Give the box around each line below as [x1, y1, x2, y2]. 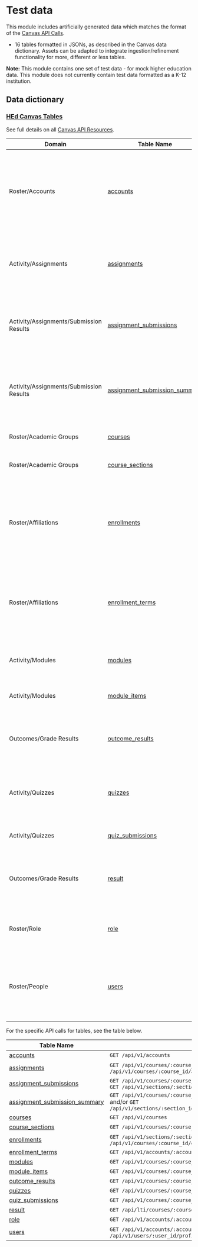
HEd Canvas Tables [6, 112, 63, 121]
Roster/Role [9, 924, 41, 933]
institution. [6, 78, 32, 85]
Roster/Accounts [9, 187, 55, 195]
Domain [44, 140, 67, 148]
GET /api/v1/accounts [110, 1052, 170, 1058]
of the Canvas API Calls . [6, 29, 65, 36]
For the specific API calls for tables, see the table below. [6, 1027, 143, 1034]
